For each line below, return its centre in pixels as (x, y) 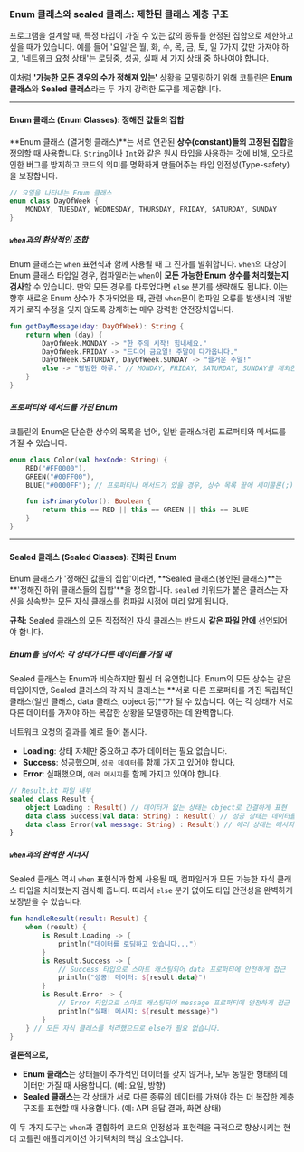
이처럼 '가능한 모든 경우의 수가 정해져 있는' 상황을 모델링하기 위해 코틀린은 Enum (151, 78)
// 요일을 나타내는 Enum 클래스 (61, 193)
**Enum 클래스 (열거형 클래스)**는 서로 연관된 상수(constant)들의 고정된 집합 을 (152, 141)
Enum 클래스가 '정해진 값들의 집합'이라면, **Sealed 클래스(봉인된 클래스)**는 (146, 579)
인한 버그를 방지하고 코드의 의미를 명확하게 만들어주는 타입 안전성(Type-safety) (150, 164)
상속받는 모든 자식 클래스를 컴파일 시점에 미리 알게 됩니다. (127, 601)
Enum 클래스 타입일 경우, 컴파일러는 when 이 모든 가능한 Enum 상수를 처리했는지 (149, 275)
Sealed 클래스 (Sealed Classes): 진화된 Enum (93, 557)
